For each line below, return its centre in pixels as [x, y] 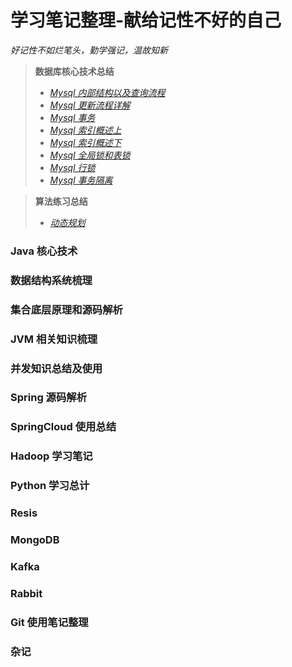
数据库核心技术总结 [74, 71]
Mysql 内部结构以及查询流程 [107, 92]
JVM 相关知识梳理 [54, 339]
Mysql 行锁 [72, 167]
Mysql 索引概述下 [85, 142]
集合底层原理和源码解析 [66, 309]
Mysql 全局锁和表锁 [90, 155]
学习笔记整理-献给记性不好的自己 [146, 20]
